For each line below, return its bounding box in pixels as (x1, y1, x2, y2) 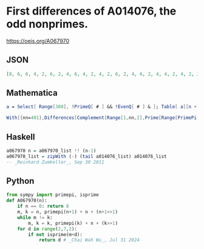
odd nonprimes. (6, 17, 89, 31)
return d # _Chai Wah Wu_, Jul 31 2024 (38, 237, 140, 244)
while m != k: (17, 214, 53, 220)
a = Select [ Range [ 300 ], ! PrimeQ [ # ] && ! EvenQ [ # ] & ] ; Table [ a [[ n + (6, 104, 197, 110)
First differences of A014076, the (6, 4, 177, 18)
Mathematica (6, 88, 58, 98)
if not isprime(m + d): (28, 231, 83, 237)
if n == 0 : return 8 (17, 203, 69, 210)
